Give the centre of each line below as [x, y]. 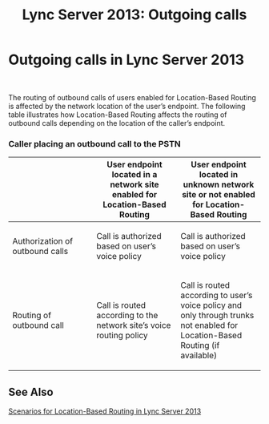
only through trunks [217, 316]
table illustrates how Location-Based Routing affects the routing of [118, 115]
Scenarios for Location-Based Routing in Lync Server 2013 [105, 411]
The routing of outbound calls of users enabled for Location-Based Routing [132, 97]
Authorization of [43, 241]
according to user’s [217, 296]
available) [199, 356]
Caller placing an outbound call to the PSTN [95, 143]
